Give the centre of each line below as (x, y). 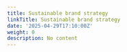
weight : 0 (21, 32)
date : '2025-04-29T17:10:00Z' (50, 26)
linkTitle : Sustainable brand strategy (64, 20)
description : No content (42, 38)
